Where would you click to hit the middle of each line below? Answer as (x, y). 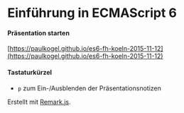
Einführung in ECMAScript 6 (92, 13)
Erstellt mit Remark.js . (39, 102)
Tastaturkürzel (29, 72)
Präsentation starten (38, 32)
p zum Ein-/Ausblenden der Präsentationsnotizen (89, 88)
